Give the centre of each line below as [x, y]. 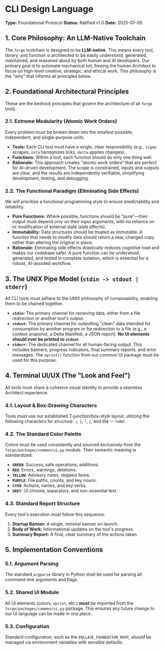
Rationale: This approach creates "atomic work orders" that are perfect [84, 162]
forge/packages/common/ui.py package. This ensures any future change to [80, 608]
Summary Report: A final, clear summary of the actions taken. [75, 534]
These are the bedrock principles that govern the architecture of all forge [79, 103]
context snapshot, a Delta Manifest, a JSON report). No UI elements [81, 334]
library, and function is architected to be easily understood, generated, [76, 55]
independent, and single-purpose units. [45, 137]
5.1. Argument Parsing [32, 563]
